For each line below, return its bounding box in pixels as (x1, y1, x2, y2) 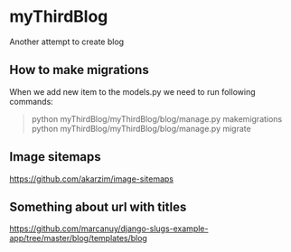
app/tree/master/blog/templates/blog (9, 233, 147, 244)
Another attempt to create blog (9, 36, 125, 47)
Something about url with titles (9, 199, 187, 214)
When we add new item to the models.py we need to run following (9, 86, 256, 97)
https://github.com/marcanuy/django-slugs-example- (9, 223, 209, 234)
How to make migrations (9, 62, 149, 78)
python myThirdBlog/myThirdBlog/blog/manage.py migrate (31, 123, 251, 134)
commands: (9, 96, 54, 107)
